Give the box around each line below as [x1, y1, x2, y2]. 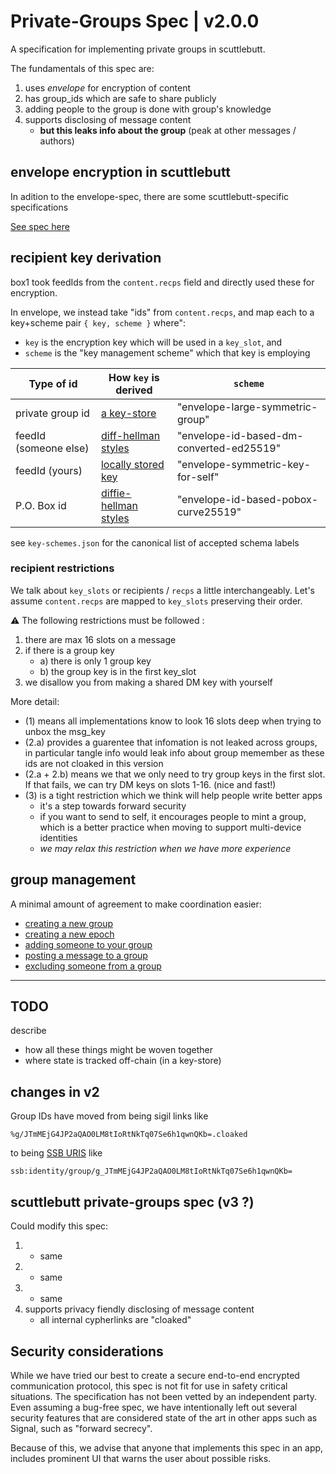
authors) [39, 135, 75, 147]
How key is [108, 370, 160, 384]
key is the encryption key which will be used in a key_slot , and [24, 336, 283, 348]
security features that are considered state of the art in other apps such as [10, 1411, 318, 1424]
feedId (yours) [15, 463, 83, 477]
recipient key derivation [10, 250, 162, 267]
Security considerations [10, 1343, 164, 1360]
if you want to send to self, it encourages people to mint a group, [39, 810, 307, 822]
